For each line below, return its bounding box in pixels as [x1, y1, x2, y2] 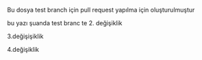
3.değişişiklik [7, 32, 44, 40]
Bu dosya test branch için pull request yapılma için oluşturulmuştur [7, 6, 195, 14]
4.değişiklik [7, 46, 40, 53]
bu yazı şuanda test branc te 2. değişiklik [7, 19, 123, 27]
